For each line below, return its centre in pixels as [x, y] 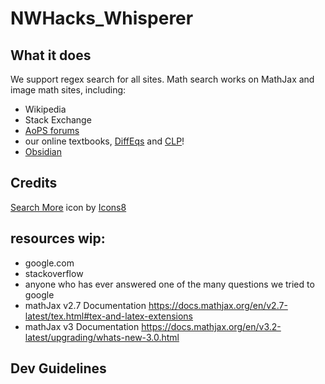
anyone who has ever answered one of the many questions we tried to [169, 284]
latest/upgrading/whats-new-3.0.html [102, 337]
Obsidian [43, 151]
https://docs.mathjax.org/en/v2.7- [218, 305]
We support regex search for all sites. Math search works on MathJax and [162, 79]
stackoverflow [54, 273]
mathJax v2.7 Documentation [85, 305]
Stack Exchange [58, 120]
